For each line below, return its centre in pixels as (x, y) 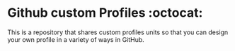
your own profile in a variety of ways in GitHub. (76, 39)
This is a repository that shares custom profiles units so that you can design (118, 32)
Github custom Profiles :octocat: (105, 13)
